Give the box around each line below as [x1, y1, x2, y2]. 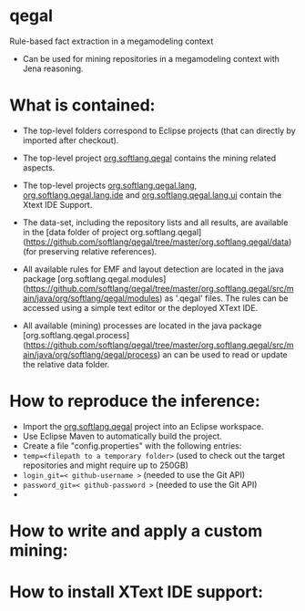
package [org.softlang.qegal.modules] [22, 273, 167, 284]
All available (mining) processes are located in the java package [22, 320, 262, 331]
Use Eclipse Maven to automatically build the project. [22, 430, 222, 441]
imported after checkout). [22, 134, 119, 146]
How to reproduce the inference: [9, 391, 261, 411]
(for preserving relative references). [22, 245, 158, 256]
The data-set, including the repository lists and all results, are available [22, 216, 289, 228]
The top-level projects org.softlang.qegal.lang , [22, 180, 198, 191]
